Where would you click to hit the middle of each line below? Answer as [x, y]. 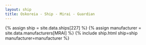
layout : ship [18, 9]
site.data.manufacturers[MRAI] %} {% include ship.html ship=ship [71, 33]
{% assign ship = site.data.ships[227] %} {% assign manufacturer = [73, 28]
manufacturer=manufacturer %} [37, 38]
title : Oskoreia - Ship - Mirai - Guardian [50, 14]
